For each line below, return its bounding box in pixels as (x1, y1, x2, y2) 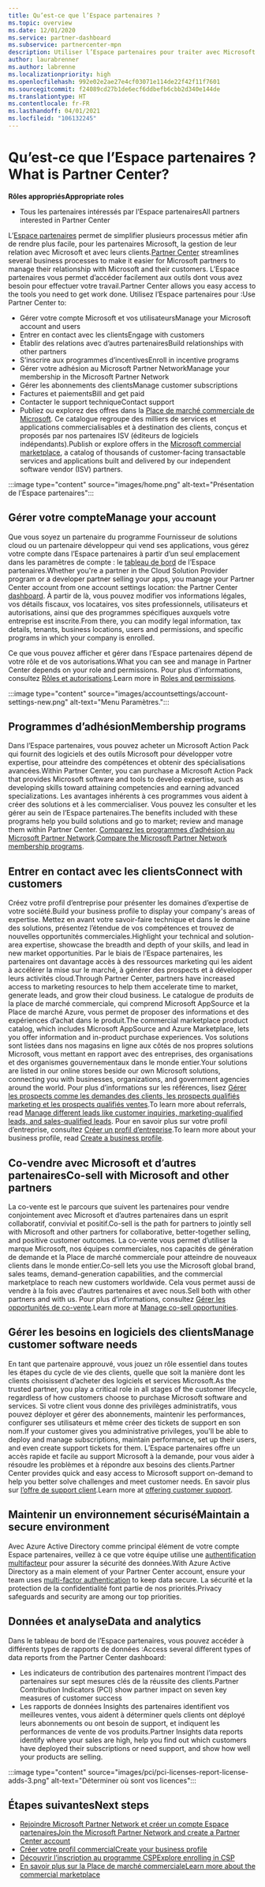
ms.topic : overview (8, 19, 73, 27)
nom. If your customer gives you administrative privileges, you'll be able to (8, 1426, 248, 1435)
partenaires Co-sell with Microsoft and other (8, 1168, 230, 1182)
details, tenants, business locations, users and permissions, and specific (8, 624, 244, 633)
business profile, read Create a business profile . (8, 1133, 164, 1143)
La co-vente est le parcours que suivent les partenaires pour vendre (8, 1202, 230, 1212)
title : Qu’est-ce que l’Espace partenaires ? (8, 11, 160, 20)
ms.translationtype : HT (8, 93, 87, 100)
